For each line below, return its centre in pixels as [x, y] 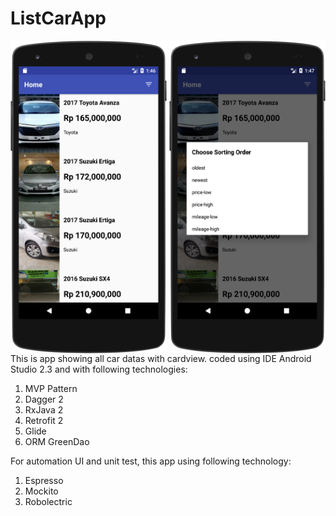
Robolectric [48, 501]
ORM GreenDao [57, 441]
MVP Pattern [51, 388]
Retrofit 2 [44, 420]
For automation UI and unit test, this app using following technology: [151, 461]
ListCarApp [58, 18]
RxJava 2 [44, 409]
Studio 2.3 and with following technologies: [99, 369]
